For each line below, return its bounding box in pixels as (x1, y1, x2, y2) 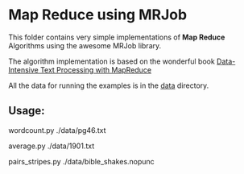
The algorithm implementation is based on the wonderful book (8, 56, 215, 66)
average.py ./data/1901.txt (8, 141, 95, 151)
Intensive (8, 64, 39, 74)
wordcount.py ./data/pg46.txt (8, 125, 106, 135)
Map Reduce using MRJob (8, 6, 188, 24)
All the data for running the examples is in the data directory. (8, 81, 209, 90)
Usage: (8, 104, 46, 118)
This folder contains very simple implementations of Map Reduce (8, 32, 225, 42)
